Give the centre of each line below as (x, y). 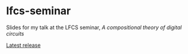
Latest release (23, 45)
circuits (15, 33)
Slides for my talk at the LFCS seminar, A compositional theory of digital (94, 27)
